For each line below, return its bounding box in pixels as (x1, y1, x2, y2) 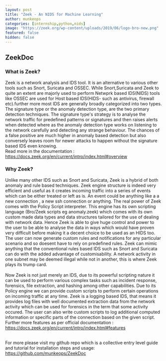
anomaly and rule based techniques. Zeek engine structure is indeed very (5, 182, 157, 188)
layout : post (5, 7, 32, 12)
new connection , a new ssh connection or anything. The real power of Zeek (5, 198, 162, 204)
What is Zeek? (5, 68, 41, 75)
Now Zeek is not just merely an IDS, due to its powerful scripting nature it (5, 272, 155, 278)
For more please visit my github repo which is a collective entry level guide (5, 340, 158, 346)
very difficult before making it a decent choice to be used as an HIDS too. (5, 229, 156, 236)
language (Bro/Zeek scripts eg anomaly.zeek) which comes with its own (5, 209, 153, 215)
